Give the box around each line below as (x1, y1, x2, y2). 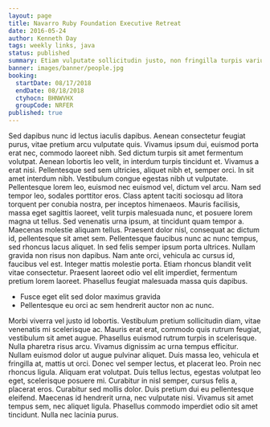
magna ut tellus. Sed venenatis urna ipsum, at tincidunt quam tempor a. (8, 216, 245, 226)
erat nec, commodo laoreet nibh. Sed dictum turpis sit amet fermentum (8, 148, 243, 158)
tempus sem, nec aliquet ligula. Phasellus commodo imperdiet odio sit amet (8, 401, 259, 411)
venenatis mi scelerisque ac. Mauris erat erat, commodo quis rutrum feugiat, (8, 325, 262, 334)
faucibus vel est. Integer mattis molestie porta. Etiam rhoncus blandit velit (8, 259, 252, 269)
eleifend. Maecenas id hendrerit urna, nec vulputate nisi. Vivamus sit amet (8, 393, 254, 402)
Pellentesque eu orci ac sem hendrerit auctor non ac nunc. (19, 301, 215, 310)
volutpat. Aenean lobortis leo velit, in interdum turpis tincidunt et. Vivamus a (8, 157, 260, 166)
